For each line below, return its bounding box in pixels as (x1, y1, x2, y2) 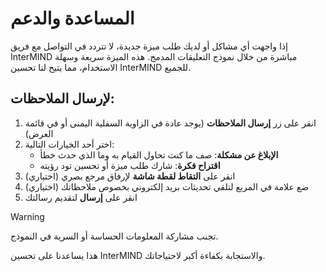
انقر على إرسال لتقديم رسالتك (24, 191, 138, 203)
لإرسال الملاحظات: (10, 90, 115, 107)
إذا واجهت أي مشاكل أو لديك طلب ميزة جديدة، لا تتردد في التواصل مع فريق (10, 40, 288, 52)
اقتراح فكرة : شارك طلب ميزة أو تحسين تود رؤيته (39, 159, 221, 171)
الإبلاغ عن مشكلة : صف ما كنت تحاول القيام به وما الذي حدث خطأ (39, 148, 279, 161)
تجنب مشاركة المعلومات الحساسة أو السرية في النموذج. (10, 230, 219, 242)
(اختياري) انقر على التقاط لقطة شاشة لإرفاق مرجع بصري (24, 170, 236, 182)
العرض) (24, 127, 54, 139)
